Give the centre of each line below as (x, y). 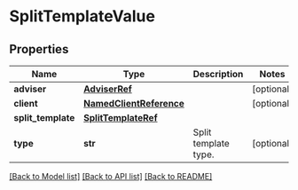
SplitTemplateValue (82, 16)
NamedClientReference (133, 103)
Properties (39, 49)
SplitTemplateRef (120, 118)
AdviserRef (108, 89)
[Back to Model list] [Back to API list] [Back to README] (111, 176)
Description (218, 74)
